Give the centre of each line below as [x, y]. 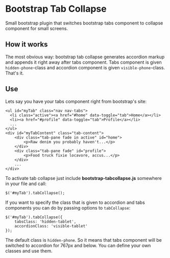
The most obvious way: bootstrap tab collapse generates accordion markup [85, 57]
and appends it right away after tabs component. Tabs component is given [83, 62]
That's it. [15, 73]
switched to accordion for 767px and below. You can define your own [78, 245]
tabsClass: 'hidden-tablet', [45, 222]
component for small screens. [37, 28]
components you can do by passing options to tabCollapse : [68, 208]
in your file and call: [26, 184]
